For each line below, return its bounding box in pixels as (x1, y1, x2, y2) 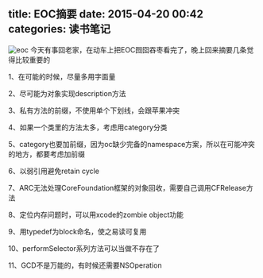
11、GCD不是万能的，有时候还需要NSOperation (8, 261, 162, 270)
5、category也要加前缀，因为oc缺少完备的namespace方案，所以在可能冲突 (8, 139, 256, 149)
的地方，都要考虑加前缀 (8, 149, 85, 159)
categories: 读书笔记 (8, 22, 111, 36)
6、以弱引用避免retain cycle (8, 166, 99, 176)
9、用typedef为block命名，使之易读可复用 (8, 226, 147, 236)
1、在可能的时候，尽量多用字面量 (8, 71, 116, 81)
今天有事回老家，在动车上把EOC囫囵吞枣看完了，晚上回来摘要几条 (30, 44, 247, 54)
